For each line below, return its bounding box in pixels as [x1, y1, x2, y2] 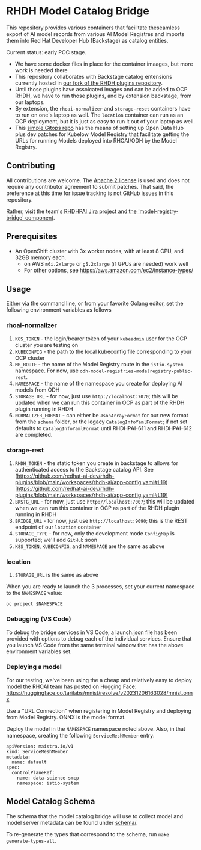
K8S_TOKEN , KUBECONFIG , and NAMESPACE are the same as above [14, 543, 165, 550]
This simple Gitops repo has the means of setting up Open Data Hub [14, 124, 184, 131]
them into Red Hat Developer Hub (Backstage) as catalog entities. [6, 37, 169, 44]
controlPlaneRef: [11, 769, 55, 775]
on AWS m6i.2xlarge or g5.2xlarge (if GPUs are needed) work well [23, 260, 189, 267]
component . [25, 214, 55, 221]
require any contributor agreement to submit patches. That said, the [6, 183, 174, 190]
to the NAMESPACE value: [6, 590, 63, 597]
